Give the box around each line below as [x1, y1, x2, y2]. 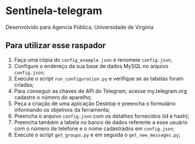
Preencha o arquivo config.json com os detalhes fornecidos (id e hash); [14, 112, 190, 119]
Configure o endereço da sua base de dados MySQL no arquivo [14, 62, 169, 69]
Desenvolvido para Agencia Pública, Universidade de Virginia [5, 24, 154, 31]
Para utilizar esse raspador [5, 41, 106, 51]
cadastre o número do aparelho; [14, 93, 92, 101]
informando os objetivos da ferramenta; [14, 106, 110, 113]
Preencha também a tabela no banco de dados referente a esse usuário [14, 119, 188, 126]
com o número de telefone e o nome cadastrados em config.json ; [14, 125, 175, 132]
